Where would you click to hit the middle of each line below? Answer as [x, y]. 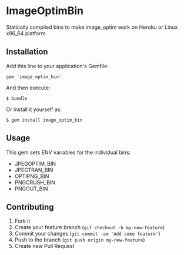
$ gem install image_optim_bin [44, 120]
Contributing [30, 207]
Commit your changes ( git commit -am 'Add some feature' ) [87, 234]
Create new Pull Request [44, 246]
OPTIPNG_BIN [32, 176]
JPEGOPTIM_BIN [35, 163]
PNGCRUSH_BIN [35, 182]
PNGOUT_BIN [31, 189]
